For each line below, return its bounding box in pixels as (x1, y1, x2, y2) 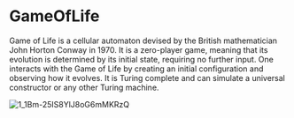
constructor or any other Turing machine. (9, 82, 159, 92)
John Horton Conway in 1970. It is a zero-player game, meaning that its (9, 44, 268, 55)
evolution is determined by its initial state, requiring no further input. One (9, 54, 275, 64)
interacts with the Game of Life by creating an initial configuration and (9, 63, 264, 74)
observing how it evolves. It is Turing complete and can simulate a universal (9, 72, 286, 83)
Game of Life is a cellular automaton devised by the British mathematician (9, 35, 277, 46)
